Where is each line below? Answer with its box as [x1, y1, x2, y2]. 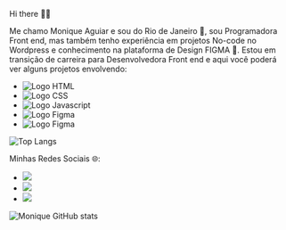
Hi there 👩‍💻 [9, 9, 52, 19]
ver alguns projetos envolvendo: [9, 63, 127, 74]
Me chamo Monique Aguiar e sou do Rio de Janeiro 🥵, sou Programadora [9, 26, 278, 36]
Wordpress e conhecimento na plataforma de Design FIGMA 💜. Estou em [9, 45, 276, 55]
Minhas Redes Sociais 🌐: [9, 153, 101, 164]
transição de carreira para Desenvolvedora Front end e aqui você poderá [9, 54, 277, 64]
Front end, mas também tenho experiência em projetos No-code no [9, 36, 257, 45]
